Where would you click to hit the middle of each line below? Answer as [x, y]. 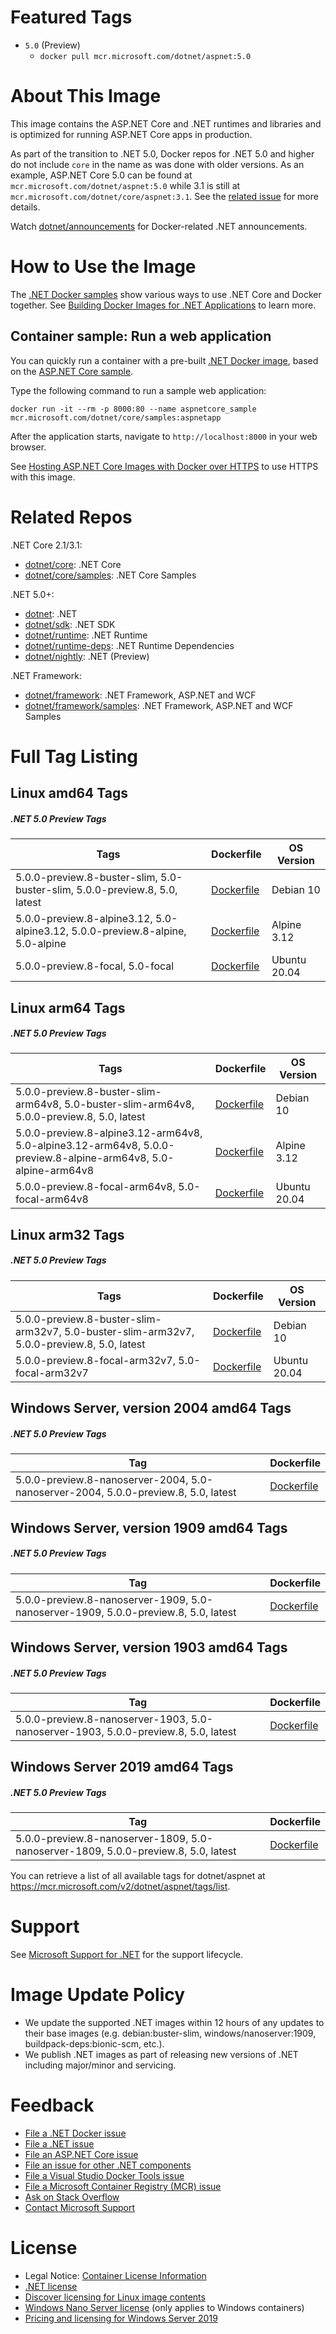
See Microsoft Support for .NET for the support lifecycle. [127, 1955]
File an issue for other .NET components [108, 2165]
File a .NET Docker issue [75, 2133]
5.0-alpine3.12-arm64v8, [78, 1146]
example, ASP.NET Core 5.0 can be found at [101, 175]
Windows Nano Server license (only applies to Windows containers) [164, 2308]
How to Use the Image [103, 267]
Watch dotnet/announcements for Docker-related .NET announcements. [159, 226]
